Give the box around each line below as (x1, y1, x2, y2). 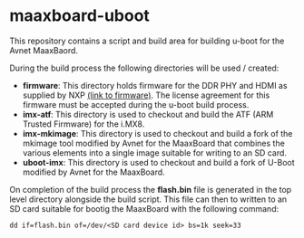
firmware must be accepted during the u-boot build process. (22, 99, 250, 109)
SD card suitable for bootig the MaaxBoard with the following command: (9, 203, 279, 214)
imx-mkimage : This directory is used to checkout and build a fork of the (22, 128, 293, 138)
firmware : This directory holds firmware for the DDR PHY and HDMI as (22, 80, 288, 90)
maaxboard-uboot (9, 5, 150, 26)
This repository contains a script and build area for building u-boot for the (9, 35, 285, 46)
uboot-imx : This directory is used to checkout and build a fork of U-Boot (22, 157, 295, 167)
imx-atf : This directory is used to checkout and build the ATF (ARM (22, 109, 274, 119)
